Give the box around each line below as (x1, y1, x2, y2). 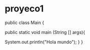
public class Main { (5, 19, 44, 25)
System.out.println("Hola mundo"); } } (5, 38, 83, 45)
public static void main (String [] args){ (5, 29, 85, 35)
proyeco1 (5, 3, 44, 14)
